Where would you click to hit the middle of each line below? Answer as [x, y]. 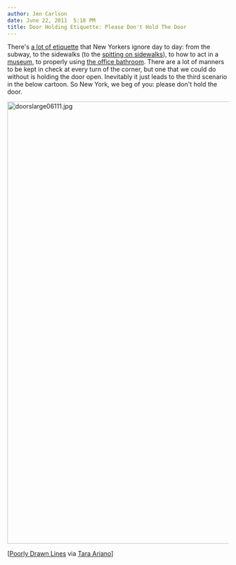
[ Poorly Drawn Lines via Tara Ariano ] [60, 554]
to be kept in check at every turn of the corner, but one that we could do [112, 69]
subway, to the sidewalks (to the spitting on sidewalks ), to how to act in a [113, 54]
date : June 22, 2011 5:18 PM [52, 20]
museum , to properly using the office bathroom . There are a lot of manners [116, 62]
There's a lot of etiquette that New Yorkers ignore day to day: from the [109, 47]
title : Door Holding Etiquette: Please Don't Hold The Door [97, 27]
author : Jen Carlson [38, 14]
